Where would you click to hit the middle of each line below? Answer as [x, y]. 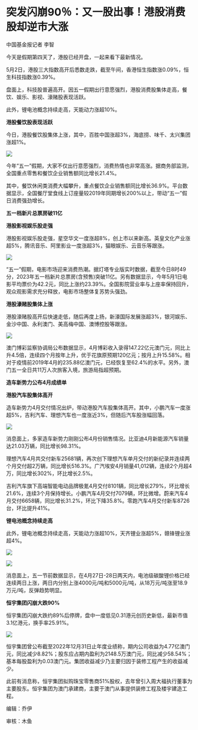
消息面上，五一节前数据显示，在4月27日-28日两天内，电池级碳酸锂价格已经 [98, 575]
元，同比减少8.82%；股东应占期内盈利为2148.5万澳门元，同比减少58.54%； [99, 654]
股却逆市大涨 [38, 27]
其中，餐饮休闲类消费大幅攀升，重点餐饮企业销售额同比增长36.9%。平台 [95, 185]
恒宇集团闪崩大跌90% [33, 603]
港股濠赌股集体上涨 [30, 304]
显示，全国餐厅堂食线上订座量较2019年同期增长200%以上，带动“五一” [97, 193]
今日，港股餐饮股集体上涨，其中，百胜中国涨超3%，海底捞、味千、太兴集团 [98, 134]
